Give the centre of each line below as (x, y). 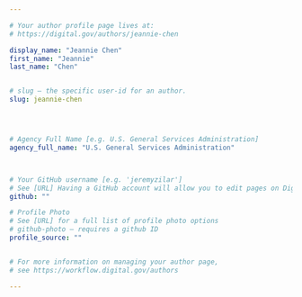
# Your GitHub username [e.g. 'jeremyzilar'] (96, 180)
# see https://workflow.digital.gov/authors (94, 270)
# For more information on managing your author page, (114, 262)
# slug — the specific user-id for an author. (98, 91)
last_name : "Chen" (44, 67)
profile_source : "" (46, 238)
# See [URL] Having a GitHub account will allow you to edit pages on (144, 188)
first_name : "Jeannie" (52, 58)
